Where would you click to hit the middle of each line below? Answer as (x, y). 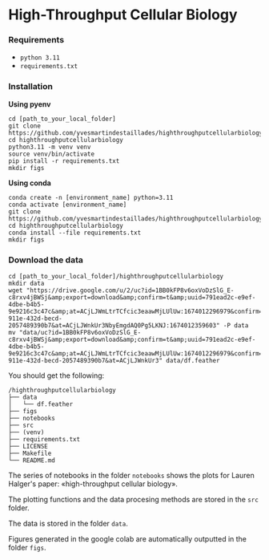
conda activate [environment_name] (68, 205)
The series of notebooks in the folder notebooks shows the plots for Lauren (131, 476)
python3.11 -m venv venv (50, 147)
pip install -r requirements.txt (64, 161)
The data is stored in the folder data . (68, 524)
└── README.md (32, 461)
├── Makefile (30, 454)
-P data (236, 326)
